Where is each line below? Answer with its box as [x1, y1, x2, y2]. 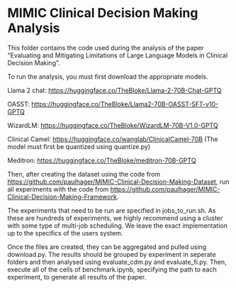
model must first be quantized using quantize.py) [7, 142, 151, 150]
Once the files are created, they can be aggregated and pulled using [7, 243, 207, 251]
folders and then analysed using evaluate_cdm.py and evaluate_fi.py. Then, [7, 257, 227, 266]
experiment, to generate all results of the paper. [7, 272, 147, 281]
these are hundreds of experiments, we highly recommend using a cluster [7, 214, 223, 222]
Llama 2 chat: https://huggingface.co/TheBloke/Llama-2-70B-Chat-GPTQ [7, 86, 222, 94]
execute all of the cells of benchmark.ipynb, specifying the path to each [7, 265, 218, 274]
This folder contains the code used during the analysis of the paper [7, 43, 204, 52]
